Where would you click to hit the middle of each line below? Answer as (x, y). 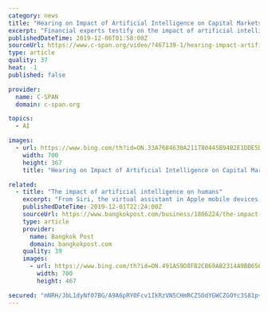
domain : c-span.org (48, 105)
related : (23, 184)
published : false (37, 75)
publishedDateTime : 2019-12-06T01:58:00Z (78, 38)
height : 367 (42, 163)
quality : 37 (28, 61)
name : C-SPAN (37, 97)
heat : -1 (23, 68)
